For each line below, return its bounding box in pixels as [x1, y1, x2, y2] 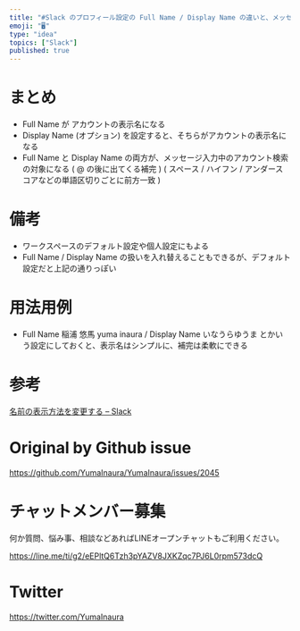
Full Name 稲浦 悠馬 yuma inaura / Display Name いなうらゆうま [21, 328, 258, 340]
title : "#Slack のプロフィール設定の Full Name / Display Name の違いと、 [9, 13, 273, 22]
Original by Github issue [9, 438, 192, 459]
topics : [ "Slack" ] [9, 38, 78, 47]
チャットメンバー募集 [9, 501, 166, 521]
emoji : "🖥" [9, 21, 51, 30]
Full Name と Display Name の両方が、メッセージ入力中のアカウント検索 [21, 153, 288, 164]
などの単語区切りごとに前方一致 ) [37, 175, 161, 186]
